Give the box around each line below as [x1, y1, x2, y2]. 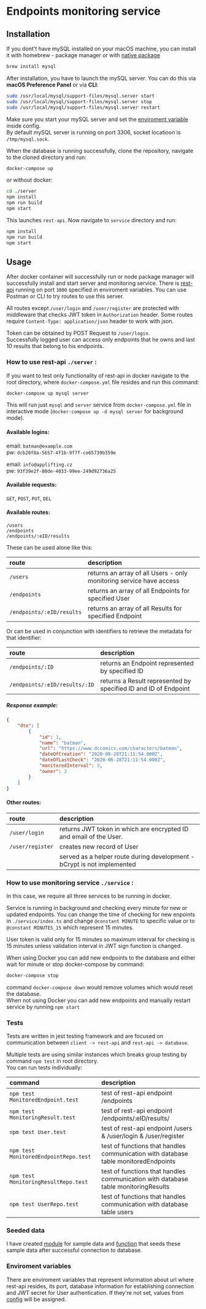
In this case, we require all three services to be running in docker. [6, 892, 172, 899]
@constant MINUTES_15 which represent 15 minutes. [6, 923, 134, 931]
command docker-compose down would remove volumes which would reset [6, 984, 193, 991]
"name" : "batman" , [39, 740, 86, 746]
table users [101, 1208, 134, 1216]
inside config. [6, 122, 41, 130]
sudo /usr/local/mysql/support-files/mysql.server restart [6, 104, 161, 111]
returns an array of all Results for [88, 604, 182, 613]
